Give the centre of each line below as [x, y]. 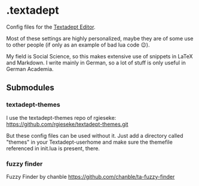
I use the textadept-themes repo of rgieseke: [61, 117]
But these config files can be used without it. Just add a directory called [95, 135]
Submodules [30, 88]
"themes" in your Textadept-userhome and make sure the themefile [90, 142]
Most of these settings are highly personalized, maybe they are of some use [100, 38]
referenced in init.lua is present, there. [53, 148]
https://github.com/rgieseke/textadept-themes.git [67, 124]
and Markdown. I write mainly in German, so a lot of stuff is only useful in [96, 63]
